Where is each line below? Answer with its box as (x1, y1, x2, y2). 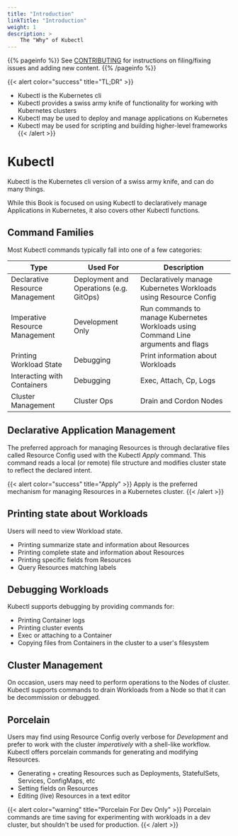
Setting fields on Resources (17, 783, 98, 792)
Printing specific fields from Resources (17, 555, 132, 564)
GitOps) (73, 292, 100, 302)
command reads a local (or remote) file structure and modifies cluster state (7, 458, 227, 467)
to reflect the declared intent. (7, 466, 93, 474)
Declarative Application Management (7, 424, 176, 436)
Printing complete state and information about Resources (17, 548, 185, 556)
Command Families (7, 226, 94, 238)
